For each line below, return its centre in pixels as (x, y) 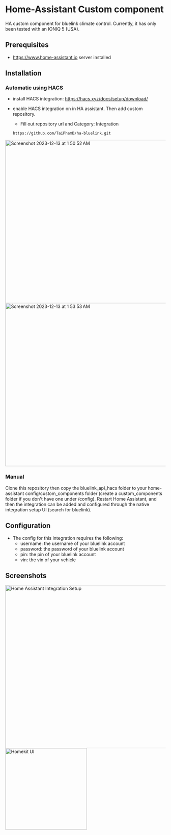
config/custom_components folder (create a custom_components (94, 493)
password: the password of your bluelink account (72, 549)
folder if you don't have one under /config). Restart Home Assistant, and (81, 499)
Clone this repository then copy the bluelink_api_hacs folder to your (76, 488)
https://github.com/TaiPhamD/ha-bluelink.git (62, 134)
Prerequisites (27, 45)
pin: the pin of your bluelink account (58, 554)
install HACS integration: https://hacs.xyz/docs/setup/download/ (80, 99)
